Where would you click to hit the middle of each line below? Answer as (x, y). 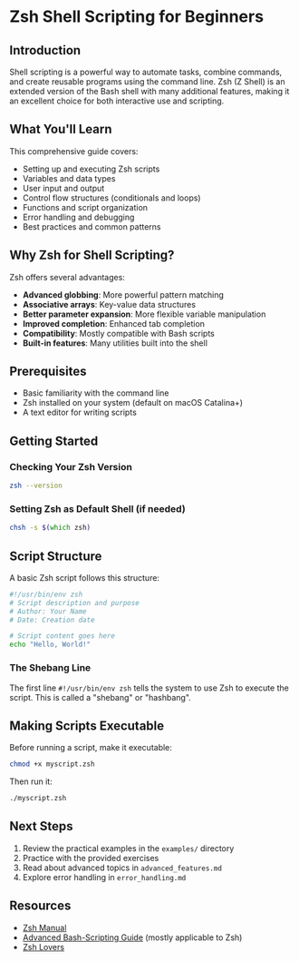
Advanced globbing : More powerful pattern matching (123, 294)
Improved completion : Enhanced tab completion (114, 323)
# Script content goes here (63, 636)
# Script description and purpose (75, 603)
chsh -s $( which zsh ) (50, 528)
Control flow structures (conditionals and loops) (111, 198)
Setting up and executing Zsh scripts (91, 169)
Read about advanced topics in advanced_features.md (122, 868)
